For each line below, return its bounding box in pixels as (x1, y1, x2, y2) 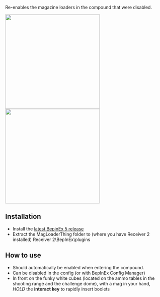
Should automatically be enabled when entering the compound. (12, 264, 144, 270)
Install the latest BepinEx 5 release (12, 225, 84, 231)
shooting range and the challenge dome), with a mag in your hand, (12, 280, 151, 286)
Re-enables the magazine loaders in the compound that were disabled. (5, 5, 152, 10)
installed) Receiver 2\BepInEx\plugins (12, 236, 91, 243)
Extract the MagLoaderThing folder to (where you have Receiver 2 (12, 231, 150, 237)
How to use (5, 251, 41, 260)
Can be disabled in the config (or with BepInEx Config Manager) (12, 270, 145, 276)
